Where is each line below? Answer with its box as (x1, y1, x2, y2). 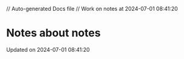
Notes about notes (6, 26, 101, 40)
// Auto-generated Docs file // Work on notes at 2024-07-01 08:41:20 (6, 5, 178, 12)
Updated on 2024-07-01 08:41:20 (6, 46, 90, 53)
